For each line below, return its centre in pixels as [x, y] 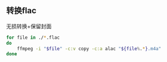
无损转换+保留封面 [29, 26]
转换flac [21, 11]
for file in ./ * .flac [33, 38]
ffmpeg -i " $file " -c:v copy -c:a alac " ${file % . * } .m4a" [89, 49]
